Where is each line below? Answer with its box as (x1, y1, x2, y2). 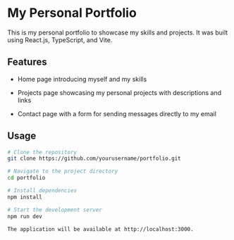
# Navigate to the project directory (7, 168, 118, 175)
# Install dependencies (7, 187, 78, 194)
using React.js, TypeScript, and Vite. (7, 35, 113, 44)
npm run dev (7, 213, 42, 220)
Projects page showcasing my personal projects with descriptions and (17, 88, 222, 96)
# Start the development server (7, 206, 102, 213)
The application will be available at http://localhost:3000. (7, 225, 194, 233)
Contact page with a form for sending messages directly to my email (17, 109, 217, 118)
